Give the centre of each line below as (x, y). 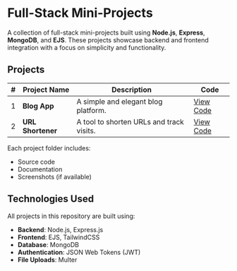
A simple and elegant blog (120, 102)
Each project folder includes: (49, 148)
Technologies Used (50, 199)
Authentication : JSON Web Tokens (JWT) (79, 252)
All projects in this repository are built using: (71, 216)
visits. (86, 131)
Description (132, 90)
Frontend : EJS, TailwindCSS (59, 237)
